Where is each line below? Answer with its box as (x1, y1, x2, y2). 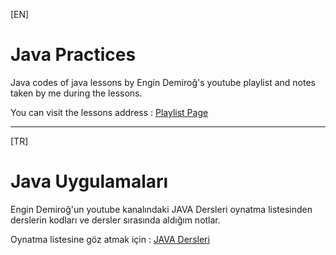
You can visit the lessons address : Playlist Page (10, 106, 209, 118)
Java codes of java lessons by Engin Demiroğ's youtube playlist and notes (10, 76, 316, 88)
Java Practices (10, 44, 137, 66)
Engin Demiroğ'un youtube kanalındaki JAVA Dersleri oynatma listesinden (10, 203, 313, 215)
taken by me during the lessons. (10, 87, 143, 99)
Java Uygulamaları (10, 170, 169, 193)
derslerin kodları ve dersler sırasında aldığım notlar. (10, 214, 221, 226)
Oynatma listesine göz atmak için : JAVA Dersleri (10, 233, 210, 245)
